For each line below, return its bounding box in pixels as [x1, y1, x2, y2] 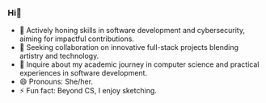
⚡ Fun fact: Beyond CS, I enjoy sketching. [19, 86, 157, 96]
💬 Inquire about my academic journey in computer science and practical [19, 60, 260, 69]
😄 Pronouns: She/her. [19, 76, 94, 87]
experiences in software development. [19, 68, 147, 78]
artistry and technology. [19, 51, 99, 61]
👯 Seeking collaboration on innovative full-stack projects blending [19, 43, 239, 52]
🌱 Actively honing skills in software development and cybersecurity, [19, 26, 246, 35]
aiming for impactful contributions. [19, 34, 135, 43]
